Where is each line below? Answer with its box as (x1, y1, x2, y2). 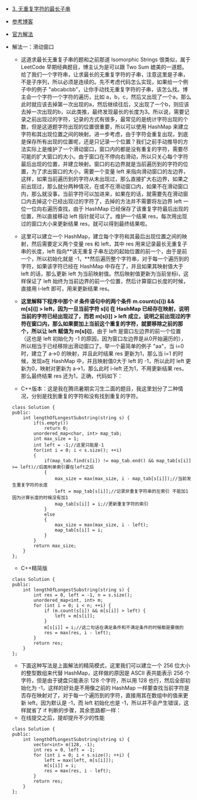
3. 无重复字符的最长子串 (11, 5, 71, 12)
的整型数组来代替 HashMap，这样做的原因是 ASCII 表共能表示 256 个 (20, 669, 190, 676)
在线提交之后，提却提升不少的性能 (20, 714, 105, 721)
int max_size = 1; (33, 436, 79, 442)
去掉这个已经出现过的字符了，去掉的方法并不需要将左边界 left (31, 198, 182, 205)
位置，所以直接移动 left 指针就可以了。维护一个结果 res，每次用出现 (20, 213, 187, 220)
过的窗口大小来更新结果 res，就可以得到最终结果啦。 (20, 220, 151, 227)
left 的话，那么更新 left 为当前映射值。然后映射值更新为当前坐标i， (20, 270, 184, 277)
